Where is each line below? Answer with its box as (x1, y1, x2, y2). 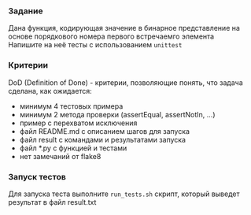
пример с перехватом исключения (19, 118, 138, 128)
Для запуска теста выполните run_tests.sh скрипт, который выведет (8, 189, 240, 198)
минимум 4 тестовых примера (19, 101, 124, 111)
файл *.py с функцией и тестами (19, 143, 127, 153)
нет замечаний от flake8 (19, 151, 102, 161)
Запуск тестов (8, 171, 67, 182)
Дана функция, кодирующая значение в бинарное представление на (8, 24, 240, 33)
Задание (8, 6, 43, 17)
